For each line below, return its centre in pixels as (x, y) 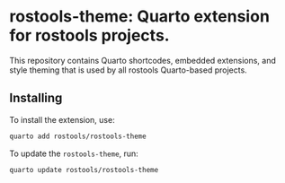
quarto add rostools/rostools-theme (78, 136)
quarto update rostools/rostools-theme (84, 170)
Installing (36, 98)
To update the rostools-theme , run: (74, 153)
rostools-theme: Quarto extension (139, 17)
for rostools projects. (89, 35)
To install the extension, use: (62, 119)
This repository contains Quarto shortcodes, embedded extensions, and (142, 60)
